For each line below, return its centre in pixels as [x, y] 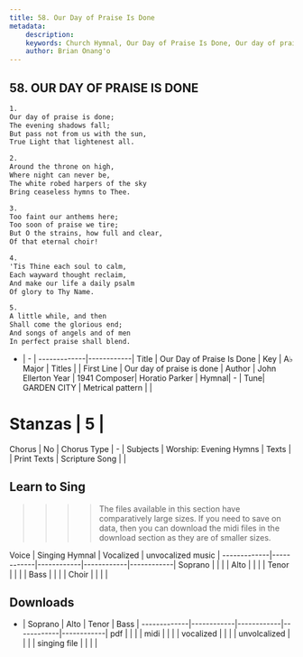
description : [50, 34]
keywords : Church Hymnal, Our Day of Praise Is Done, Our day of [151, 43]
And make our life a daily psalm [72, 283]
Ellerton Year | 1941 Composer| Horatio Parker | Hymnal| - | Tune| [144, 378]
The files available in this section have [170, 509]
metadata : [28, 26]
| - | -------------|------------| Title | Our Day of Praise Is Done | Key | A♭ [157, 358]
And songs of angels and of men [70, 333]
